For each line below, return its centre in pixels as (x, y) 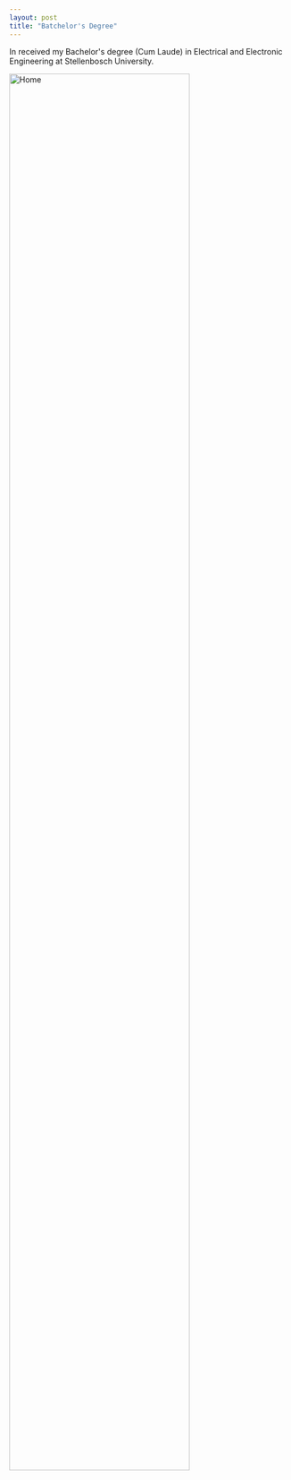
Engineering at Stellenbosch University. (82, 61)
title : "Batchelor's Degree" (63, 26)
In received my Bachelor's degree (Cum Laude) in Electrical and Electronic (146, 51)
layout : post (33, 17)
